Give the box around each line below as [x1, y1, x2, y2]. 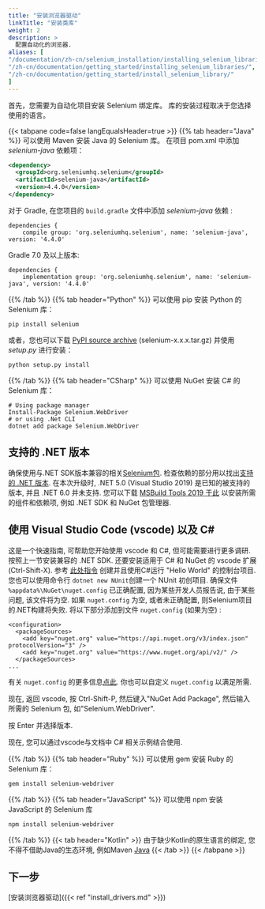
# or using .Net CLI [8, 415, 77, 423]
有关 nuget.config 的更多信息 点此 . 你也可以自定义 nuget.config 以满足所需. [8, 677, 252, 686]
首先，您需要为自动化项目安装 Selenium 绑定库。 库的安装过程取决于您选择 [8, 100, 252, 110]
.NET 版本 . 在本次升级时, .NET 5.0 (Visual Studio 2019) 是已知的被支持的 [17, 477, 251, 487]
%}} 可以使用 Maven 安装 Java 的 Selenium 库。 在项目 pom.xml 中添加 [8, 135, 240, 145]
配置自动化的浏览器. [15, 41, 73, 49]
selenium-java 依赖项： [8, 145, 84, 155]
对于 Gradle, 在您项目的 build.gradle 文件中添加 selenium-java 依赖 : [8, 206, 233, 215]
